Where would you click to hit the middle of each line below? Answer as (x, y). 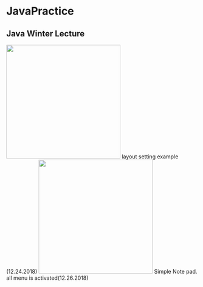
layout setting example (150, 157)
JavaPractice (40, 11)
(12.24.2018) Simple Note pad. (102, 272)
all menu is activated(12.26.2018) (47, 278)
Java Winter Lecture (46, 34)
